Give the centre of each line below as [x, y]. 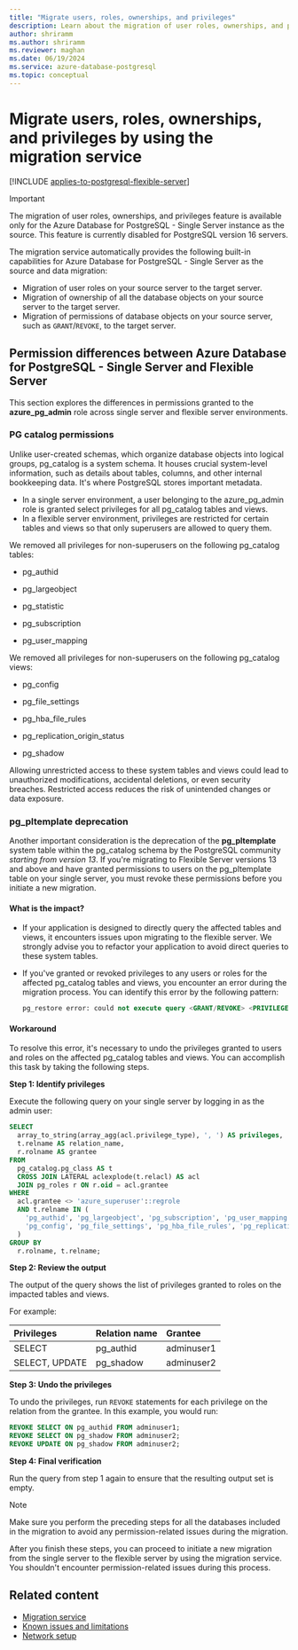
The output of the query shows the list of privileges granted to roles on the [145, 1285]
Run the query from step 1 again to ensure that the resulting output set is [141, 1478]
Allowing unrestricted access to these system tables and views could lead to [149, 770]
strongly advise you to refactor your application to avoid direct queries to [155, 947]
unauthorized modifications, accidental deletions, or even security [130, 779]
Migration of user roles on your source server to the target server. [142, 287]
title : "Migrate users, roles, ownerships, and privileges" [123, 17]
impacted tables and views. [59, 1294]
